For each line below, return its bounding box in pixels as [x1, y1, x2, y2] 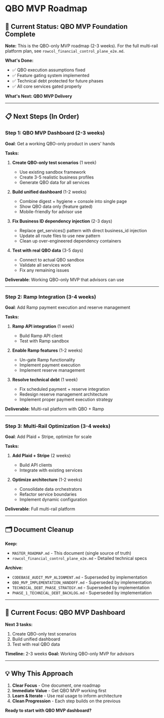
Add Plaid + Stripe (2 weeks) [12, 453, 71, 459]
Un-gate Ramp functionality [19, 357, 76, 362]
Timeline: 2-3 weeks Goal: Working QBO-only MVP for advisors [5, 651, 134, 657]
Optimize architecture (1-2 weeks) [12, 477, 82, 483]
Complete [5, 30, 36, 38]
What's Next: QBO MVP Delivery [5, 93, 72, 99]
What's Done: [5, 58, 34, 63]
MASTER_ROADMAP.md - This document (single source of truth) [12, 550, 132, 556]
